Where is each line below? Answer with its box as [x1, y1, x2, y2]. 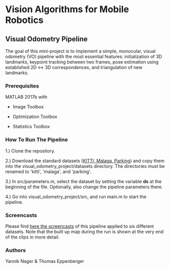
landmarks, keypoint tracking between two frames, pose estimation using [5, 59, 159, 65]
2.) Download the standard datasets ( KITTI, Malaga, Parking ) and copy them [5, 158, 165, 164]
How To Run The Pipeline [5, 136, 68, 143]
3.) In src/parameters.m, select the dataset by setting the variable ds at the [5, 178, 162, 184]
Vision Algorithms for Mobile [5, 4, 129, 15]
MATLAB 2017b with [5, 94, 48, 100]
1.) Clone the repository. [5, 147, 55, 154]
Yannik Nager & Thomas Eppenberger [5, 258, 85, 264]
